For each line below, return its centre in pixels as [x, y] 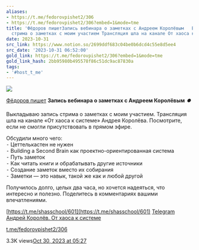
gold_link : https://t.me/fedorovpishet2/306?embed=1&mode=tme [84, 56]
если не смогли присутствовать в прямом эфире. [69, 127]
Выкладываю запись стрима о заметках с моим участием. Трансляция [97, 114]
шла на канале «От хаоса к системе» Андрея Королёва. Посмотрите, [94, 121]
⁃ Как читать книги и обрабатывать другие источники [75, 164]
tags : [13, 67]
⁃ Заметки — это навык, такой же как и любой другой [75, 176]
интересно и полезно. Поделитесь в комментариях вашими [82, 194]
